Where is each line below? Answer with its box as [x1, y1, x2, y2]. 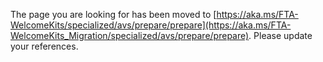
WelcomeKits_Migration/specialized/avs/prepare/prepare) [10, 30, 250, 41]
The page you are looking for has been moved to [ [10, 9, 217, 20]
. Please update [248, 30, 313, 41]
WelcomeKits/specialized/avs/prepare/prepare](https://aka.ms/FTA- [10, 19, 292, 31]
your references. [10, 40, 79, 52]
